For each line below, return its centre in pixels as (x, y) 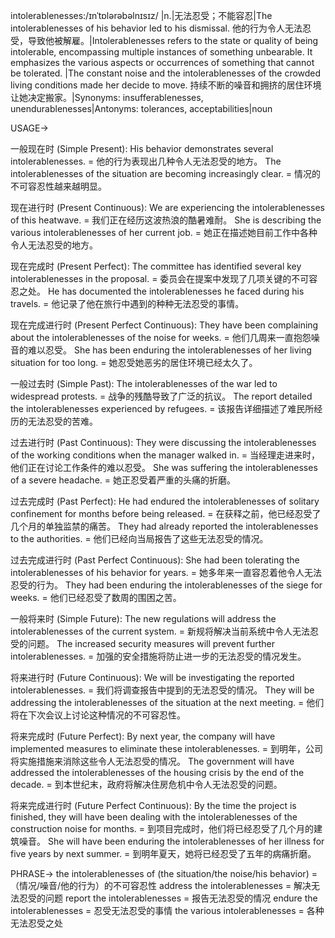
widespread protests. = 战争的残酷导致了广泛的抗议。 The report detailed (161, 396)
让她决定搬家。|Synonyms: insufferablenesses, (107, 97)
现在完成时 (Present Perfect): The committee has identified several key (156, 266)
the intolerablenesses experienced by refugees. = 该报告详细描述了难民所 (162, 408)
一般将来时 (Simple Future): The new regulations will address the (143, 618)
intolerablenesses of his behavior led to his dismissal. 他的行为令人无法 (156, 28)
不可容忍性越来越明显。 (58, 186)
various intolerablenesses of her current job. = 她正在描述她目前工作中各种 (164, 232)
